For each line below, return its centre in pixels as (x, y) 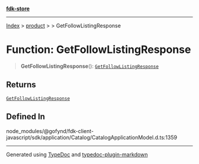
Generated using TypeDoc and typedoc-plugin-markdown (77, 154)
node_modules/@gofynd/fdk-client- (50, 131)
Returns (21, 85)
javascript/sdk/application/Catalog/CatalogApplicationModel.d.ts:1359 (92, 137)
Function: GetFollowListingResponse (99, 50)
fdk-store (18, 9)
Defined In (26, 117)
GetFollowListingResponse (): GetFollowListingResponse (89, 66)
